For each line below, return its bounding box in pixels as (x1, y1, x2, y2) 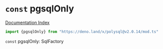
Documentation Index (5, 19, 50, 25)
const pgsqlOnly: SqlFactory (5, 38, 64, 44)
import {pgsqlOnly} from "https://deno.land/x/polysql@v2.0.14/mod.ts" (5, 29, 158, 34)
